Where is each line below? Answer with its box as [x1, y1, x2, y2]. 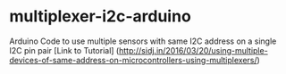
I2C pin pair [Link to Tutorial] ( [9, 45, 120, 55]
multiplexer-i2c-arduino [9, 6, 192, 27]
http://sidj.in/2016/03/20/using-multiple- [119, 45, 268, 55]
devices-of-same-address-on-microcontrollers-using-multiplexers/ [9, 54, 257, 65]
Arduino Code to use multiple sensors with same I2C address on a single [9, 36, 277, 46]
